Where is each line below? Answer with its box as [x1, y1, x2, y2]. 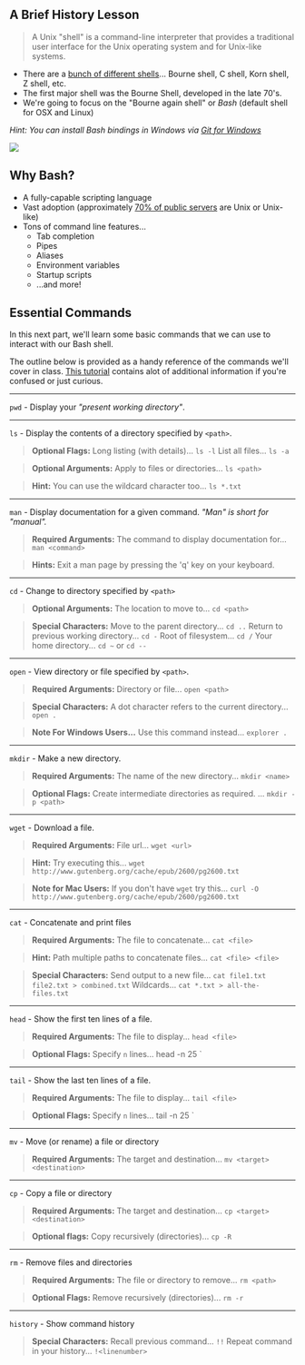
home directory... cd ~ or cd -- [31, 640, 147, 651]
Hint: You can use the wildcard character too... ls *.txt [31, 480, 242, 491]
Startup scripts [35, 269, 93, 280]
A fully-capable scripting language [22, 192, 152, 203]
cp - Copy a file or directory [9, 1188, 113, 1199]
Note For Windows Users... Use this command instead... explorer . [31, 727, 288, 738]
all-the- [226, 981, 261, 991]
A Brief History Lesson [9, 7, 140, 23]
